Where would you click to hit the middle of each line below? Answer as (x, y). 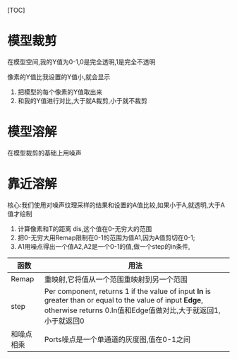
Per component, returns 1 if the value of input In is (128, 291)
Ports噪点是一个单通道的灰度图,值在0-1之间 (117, 339)
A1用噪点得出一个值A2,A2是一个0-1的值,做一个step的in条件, (104, 246)
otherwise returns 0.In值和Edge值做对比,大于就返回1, (133, 310)
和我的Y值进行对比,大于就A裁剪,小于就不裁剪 (83, 100)
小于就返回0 (65, 321)
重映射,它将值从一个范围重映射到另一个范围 (116, 279)
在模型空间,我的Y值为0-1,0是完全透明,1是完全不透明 (81, 61)
